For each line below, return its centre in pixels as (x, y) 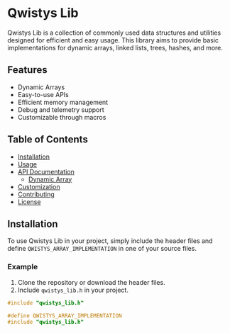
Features (27, 70)
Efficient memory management (63, 102)
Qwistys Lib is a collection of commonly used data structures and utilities (114, 33)
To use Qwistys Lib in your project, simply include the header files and (110, 241)
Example (23, 267)
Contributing (36, 194)
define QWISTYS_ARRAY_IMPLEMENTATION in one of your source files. (102, 249)
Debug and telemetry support (61, 109)
